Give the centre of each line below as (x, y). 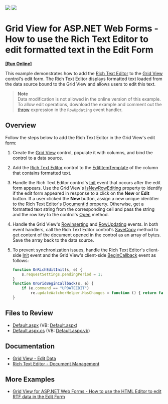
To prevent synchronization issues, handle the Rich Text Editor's (79, 250)
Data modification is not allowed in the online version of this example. (89, 99)
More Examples (30, 379)
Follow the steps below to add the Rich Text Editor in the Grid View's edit (80, 137)
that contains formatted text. (42, 173)
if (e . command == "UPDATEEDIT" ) (55, 288)
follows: (21, 260)
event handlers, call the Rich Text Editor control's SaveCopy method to (86, 229)
